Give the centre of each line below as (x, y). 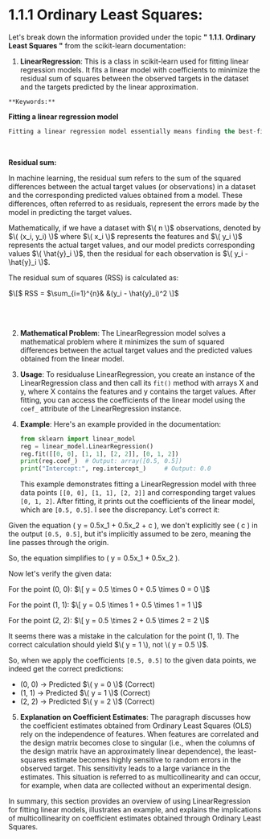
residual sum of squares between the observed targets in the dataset (134, 78)
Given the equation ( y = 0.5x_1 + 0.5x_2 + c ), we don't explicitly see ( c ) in (133, 526)
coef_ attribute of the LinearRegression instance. (100, 408)
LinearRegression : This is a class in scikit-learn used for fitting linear (134, 61)
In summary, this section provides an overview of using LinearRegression (129, 801)
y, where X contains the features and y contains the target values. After (138, 391)
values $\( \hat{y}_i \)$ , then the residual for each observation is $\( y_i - (129, 253)
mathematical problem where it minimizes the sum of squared (122, 341)
